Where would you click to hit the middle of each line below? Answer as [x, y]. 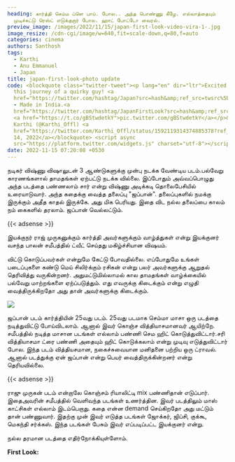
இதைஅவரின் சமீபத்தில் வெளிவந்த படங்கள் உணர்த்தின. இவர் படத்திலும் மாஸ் [112, 400]
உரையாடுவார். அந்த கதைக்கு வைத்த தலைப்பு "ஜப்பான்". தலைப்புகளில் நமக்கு [109, 194]
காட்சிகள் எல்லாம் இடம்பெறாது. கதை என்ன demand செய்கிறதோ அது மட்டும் [110, 408]
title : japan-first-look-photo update [64, 79]
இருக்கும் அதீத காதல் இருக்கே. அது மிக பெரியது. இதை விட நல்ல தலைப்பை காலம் [116, 202]
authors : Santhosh [34, 46]
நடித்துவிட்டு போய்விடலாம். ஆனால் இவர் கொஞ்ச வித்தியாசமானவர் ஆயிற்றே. [111, 325]
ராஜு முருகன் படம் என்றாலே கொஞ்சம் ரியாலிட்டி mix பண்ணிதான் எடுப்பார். [108, 392]
